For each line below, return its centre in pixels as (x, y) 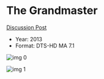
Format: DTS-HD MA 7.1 (45, 46)
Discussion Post (27, 27)
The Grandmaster (52, 11)
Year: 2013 (29, 39)
